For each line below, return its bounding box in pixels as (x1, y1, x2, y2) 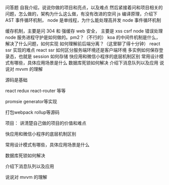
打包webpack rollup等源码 (5, 109, 60, 115)
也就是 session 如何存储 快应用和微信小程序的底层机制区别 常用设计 (18, 53, 159, 59)
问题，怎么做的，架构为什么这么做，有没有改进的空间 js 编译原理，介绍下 (5, 11, 158, 17)
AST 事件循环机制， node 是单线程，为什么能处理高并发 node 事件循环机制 (5, 17, 161, 23)
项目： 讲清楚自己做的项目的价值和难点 (5, 120, 87, 126)
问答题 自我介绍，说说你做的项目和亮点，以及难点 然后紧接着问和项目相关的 (5, 5, 163, 10)
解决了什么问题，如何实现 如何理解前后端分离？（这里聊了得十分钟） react (5, 41, 160, 47)
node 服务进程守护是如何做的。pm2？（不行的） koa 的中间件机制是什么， (5, 35, 161, 40)
